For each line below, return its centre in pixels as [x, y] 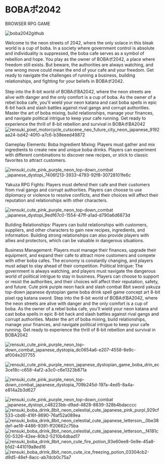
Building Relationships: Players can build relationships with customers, [76, 224]
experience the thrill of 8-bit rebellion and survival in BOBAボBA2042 [75, 124]
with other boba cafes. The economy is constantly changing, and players [79, 260]
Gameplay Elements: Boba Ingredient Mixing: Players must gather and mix [80, 144]
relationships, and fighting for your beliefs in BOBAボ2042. [65, 81]
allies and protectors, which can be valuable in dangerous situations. [75, 240]
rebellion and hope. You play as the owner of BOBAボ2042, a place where [80, 59]
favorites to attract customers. [36, 160]
